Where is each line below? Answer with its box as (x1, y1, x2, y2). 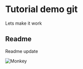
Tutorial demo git (5, 4, 78, 15)
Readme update (5, 48, 38, 54)
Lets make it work (5, 20, 42, 26)
